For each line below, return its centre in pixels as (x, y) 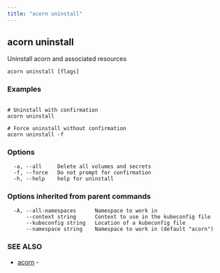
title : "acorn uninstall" (45, 14)
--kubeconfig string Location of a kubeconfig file (106, 223)
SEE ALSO (25, 247)
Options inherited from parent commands (79, 196)
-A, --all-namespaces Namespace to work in (86, 211)
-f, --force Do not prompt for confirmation (82, 173)
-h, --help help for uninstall (64, 179)
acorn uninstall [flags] (43, 72)
